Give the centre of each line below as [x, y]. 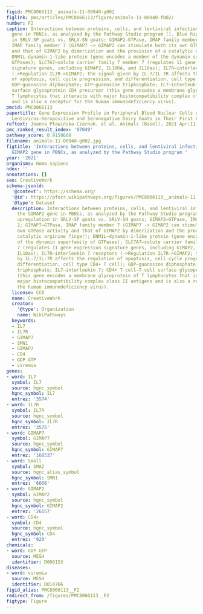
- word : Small [24, 461]
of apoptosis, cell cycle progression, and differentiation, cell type [104, 79]
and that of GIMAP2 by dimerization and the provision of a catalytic [102, 51]
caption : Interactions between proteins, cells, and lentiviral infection [102, 29]
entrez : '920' [29, 540]
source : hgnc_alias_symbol [46, 472]
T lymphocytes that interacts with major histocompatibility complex [101, 96]
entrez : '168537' [34, 455]
